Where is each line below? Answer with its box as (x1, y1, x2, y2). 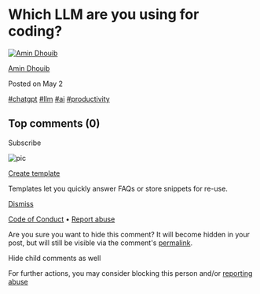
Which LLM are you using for (8, 6, 200, 24)
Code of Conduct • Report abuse (8, 214, 115, 224)
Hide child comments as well (8, 253, 101, 262)
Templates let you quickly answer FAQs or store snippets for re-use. (8, 184, 228, 193)
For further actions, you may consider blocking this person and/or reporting (8, 268, 253, 277)
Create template (8, 168, 60, 178)
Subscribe (8, 138, 42, 147)
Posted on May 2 (8, 79, 64, 88)
